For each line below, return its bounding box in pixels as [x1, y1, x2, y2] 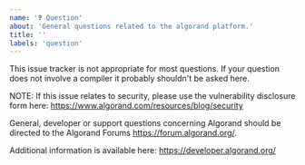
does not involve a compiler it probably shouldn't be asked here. [9, 73, 250, 84]
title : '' [9, 30, 47, 39]
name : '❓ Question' [9, 13, 84, 23]
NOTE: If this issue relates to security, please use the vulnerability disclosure [9, 91, 296, 102]
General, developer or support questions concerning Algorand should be [9, 118, 281, 129]
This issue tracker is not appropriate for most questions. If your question [9, 63, 280, 74]
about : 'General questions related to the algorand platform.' [9, 22, 254, 31]
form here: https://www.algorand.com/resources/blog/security [9, 101, 243, 112]
